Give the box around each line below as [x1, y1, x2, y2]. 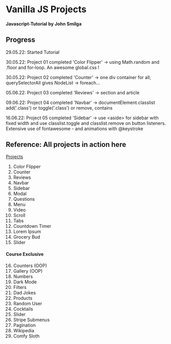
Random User [13, 300, 42, 306]
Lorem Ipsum [13, 228, 41, 235]
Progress [6, 36, 35, 44]
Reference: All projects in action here [6, 140, 127, 149]
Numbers [13, 273, 33, 279]
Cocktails [13, 306, 33, 312]
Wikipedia [13, 327, 35, 333]
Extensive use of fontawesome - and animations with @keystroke [6, 125, 143, 131]
